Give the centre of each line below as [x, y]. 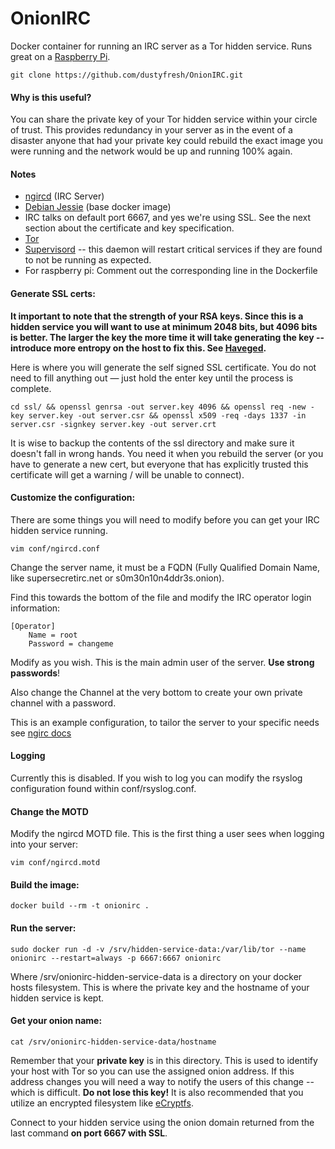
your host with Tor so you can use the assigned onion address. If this [152, 1071]
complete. [31, 388]
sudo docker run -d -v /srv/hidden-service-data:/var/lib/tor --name [158, 949]
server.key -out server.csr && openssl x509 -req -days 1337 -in [167, 415]
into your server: [44, 844]
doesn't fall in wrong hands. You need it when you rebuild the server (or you [167, 453]
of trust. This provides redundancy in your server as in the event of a [151, 130]
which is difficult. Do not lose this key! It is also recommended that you [157, 1092]
